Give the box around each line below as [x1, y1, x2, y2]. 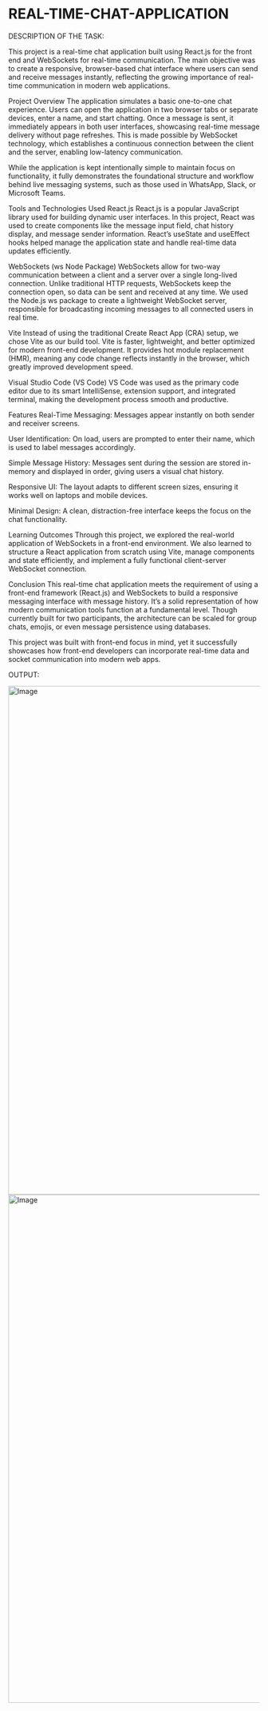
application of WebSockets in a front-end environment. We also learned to [8, 538, 252, 548]
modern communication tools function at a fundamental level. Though [8, 604, 238, 614]
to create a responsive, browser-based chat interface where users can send [8, 63, 258, 73]
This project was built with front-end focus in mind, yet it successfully [8, 637, 238, 647]
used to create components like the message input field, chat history [8, 221, 234, 230]
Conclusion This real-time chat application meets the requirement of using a [8, 579, 258, 588]
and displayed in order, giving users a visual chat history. [37, 466, 225, 476]
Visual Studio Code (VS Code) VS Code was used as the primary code [8, 377, 239, 387]
